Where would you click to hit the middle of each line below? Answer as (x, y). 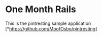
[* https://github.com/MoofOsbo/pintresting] (51, 28)
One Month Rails (41, 9)
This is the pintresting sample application (48, 23)
